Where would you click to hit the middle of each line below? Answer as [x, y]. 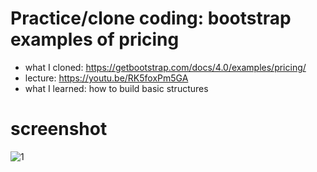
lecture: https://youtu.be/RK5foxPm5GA [106, 78]
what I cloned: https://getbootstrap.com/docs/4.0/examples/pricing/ [165, 67]
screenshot [59, 129]
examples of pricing [95, 39]
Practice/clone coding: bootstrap [151, 18]
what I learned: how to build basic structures [116, 88]
